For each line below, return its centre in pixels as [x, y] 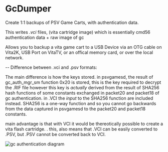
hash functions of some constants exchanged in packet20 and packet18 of [82, 93]
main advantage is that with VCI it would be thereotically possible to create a [84, 124]
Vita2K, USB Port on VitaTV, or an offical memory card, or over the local [79, 52]
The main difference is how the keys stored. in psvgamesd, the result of [79, 77]
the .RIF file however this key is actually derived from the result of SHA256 [82, 87]
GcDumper [28, 9]
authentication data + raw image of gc [45, 37]
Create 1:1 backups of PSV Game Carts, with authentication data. [72, 22]
